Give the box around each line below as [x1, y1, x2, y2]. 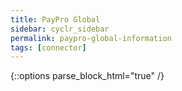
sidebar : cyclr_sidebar [10, 24, 110, 34]
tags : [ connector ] [10, 42, 87, 53]
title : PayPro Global [10, 14, 101, 25]
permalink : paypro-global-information [10, 33, 172, 43]
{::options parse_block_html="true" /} [10, 70, 165, 82]
